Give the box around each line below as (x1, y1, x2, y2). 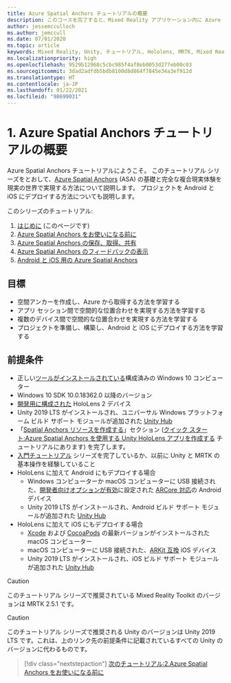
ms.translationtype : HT (7, 74, 76, 81)
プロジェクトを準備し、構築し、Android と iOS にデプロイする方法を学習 (16, 323, 223, 331)
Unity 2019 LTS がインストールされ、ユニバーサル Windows (16, 408, 186, 417)
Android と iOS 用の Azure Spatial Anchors (16, 255, 138, 264)
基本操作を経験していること (16, 459, 96, 468)
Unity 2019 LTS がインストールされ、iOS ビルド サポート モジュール (27, 554, 219, 563)
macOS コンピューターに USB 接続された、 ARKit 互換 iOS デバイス (27, 545, 217, 554)
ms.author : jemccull (7, 29, 67, 36)
